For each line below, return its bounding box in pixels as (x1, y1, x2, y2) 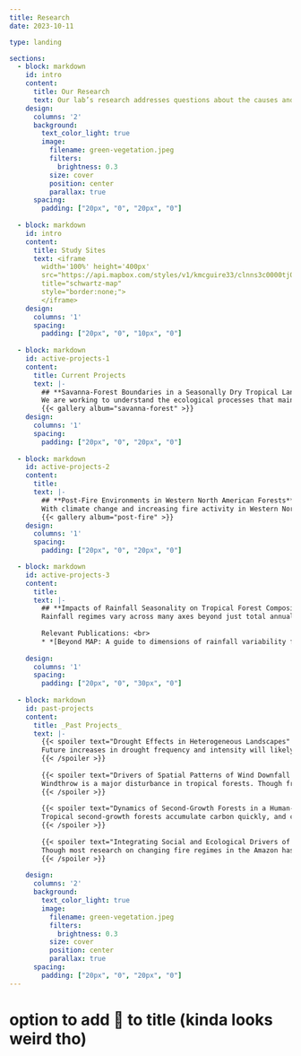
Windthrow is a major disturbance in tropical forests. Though (41, 779, 282, 788)
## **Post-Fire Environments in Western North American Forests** (41, 495, 295, 505)
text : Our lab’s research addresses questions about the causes (32, 95, 279, 104)
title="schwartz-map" (41, 279, 123, 288)
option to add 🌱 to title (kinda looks (9, 1009, 273, 1030)
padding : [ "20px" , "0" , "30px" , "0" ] (41, 679, 182, 688)
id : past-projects (25, 703, 94, 713)
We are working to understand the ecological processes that (41, 396, 275, 405)
